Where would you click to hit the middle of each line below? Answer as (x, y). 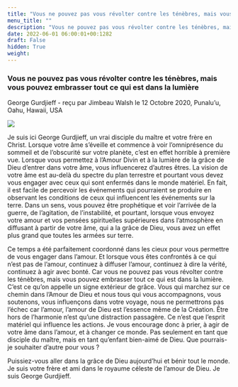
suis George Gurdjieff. (39, 376)
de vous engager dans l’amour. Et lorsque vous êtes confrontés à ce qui (112, 257)
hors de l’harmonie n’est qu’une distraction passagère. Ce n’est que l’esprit (116, 317)
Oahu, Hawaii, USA (35, 110)
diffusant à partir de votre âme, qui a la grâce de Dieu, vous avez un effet (114, 228)
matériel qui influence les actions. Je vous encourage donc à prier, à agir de (118, 325)
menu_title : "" (30, 21)
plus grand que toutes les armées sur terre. (70, 236)
